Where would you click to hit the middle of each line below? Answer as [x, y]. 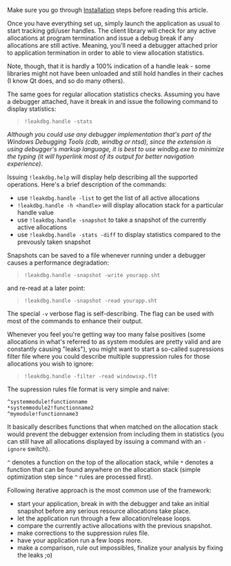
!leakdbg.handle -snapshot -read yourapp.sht [90, 301]
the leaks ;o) [35, 555]
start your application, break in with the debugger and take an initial [113, 503]
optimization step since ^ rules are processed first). [80, 477]
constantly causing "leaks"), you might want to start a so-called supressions [115, 349]
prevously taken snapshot [54, 242]
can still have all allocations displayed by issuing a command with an [104, 441]
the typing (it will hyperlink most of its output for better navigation [101, 156]
